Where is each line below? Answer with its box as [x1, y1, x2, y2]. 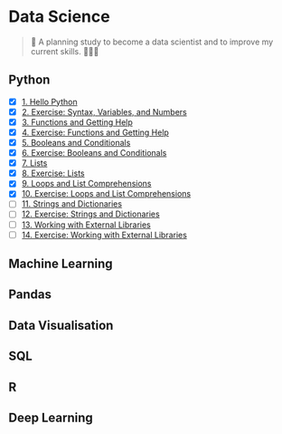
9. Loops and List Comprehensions [21, 178, 152, 189]
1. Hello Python [21, 96, 78, 107]
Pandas [8, 287, 52, 303]
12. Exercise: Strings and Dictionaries [21, 208, 160, 219]
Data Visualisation [8, 317, 114, 333]
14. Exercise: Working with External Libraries [21, 229, 187, 240]
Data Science [8, 6, 110, 27]
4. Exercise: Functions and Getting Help [21, 127, 169, 138]
